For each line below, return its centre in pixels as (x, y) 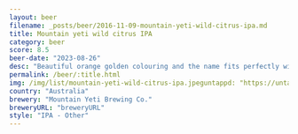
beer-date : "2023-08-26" (55, 58)
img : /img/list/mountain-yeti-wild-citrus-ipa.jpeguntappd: (123, 83)
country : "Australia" (49, 91)
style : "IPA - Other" (49, 115)
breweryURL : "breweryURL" (57, 108)
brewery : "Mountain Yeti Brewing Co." (81, 99)
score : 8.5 (29, 50)
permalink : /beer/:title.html (65, 75)
